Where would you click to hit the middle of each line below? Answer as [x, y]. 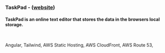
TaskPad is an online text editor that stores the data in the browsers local [82, 19]
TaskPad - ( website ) [30, 7]
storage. [14, 24]
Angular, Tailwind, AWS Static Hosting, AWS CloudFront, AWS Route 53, [79, 45]
